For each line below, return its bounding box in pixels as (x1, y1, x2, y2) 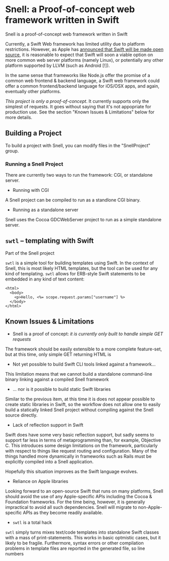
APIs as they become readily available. (23, 509, 103, 515)
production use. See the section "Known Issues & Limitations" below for (5, 109, 155, 115)
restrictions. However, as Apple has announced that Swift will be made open (5, 46, 164, 52)
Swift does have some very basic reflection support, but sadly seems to (5, 431, 154, 437)
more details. (5, 114, 33, 120)
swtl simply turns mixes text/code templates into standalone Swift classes (5, 529, 159, 535)
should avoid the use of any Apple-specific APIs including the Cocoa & (5, 493, 152, 499)
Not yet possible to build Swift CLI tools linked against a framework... (12, 361, 156, 367)
